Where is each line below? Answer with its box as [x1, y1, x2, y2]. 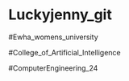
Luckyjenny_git [8, 6, 113, 24]
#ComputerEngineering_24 [8, 63, 98, 73]
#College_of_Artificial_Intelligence [8, 47, 121, 57]
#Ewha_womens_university [8, 32, 98, 42]
